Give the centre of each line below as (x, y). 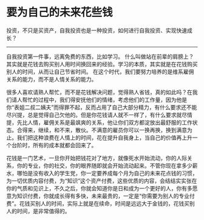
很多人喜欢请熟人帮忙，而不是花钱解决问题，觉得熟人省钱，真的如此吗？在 (99, 92)
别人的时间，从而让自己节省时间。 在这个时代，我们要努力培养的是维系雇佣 (100, 72)
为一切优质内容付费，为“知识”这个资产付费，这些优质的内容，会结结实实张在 (102, 181)
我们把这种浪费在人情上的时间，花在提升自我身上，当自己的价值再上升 (104, 138)
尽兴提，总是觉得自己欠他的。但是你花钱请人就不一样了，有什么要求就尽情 (99, 115)
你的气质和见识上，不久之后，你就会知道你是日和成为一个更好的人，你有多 (99, 188)
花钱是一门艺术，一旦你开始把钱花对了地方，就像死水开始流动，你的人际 (97, 158)
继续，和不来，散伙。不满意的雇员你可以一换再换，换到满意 (112, 130)
